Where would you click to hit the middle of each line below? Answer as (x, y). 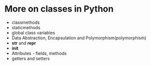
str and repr (24, 43)
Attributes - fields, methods (39, 53)
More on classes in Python (59, 9)
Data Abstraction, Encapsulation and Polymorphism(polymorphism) (79, 38)
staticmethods (26, 27)
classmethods (25, 22)
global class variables (33, 33)
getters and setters (31, 58)
